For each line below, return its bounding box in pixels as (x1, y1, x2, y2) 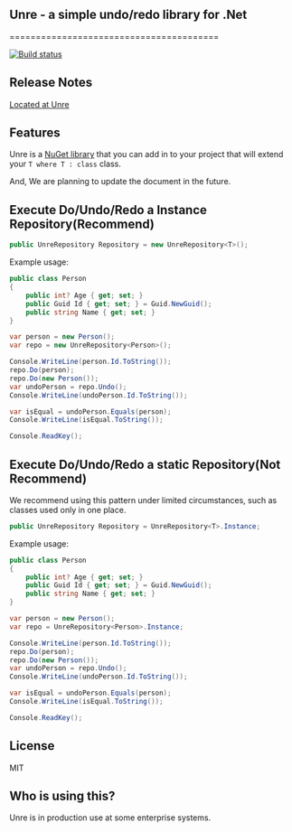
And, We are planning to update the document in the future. (9, 176, 231, 187)
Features (9, 126, 61, 141)
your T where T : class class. (9, 158, 122, 170)
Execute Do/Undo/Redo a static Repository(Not (9, 456, 281, 472)
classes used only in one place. (9, 504, 127, 515)
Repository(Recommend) (9, 216, 155, 231)
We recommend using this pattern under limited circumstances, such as (9, 494, 278, 505)
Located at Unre (9, 98, 70, 109)
